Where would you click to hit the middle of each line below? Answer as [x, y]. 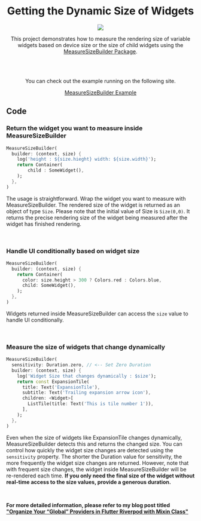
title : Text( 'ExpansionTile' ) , [61, 387]
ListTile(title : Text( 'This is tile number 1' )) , [91, 404]
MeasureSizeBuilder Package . [100, 51]
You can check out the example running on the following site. [100, 81]
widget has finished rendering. [44, 224]
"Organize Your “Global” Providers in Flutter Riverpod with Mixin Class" [97, 511]
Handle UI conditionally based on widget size [73, 251]
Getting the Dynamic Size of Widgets [100, 11]
